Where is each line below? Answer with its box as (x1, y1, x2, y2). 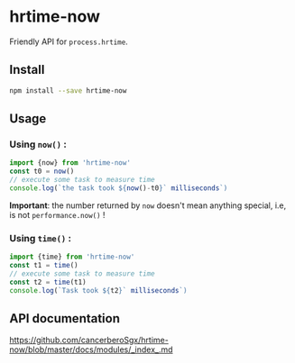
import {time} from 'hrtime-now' (9, 252, 135, 262)
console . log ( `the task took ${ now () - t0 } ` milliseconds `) (9, 183, 228, 193)
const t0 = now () (9, 167, 75, 177)
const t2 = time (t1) (9, 277, 88, 286)
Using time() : (9, 231, 72, 244)
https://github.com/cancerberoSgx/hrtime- (9, 335, 169, 346)
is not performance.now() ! (9, 209, 106, 220)
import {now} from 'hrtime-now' (9, 159, 131, 168)
